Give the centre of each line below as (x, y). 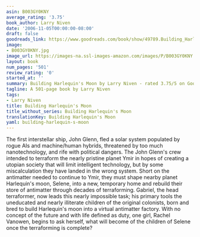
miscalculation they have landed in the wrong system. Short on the (88, 171)
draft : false (22, 34)
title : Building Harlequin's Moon (49, 106)
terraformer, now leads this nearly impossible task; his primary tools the (94, 197)
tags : (13, 95)
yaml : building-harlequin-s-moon (48, 123)
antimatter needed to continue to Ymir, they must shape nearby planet (92, 177)
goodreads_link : (26, 39)
